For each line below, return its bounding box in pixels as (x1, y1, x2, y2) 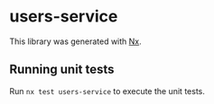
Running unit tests (9, 62, 115, 77)
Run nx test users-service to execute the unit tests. (9, 85, 205, 96)
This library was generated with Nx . (9, 36, 142, 47)
